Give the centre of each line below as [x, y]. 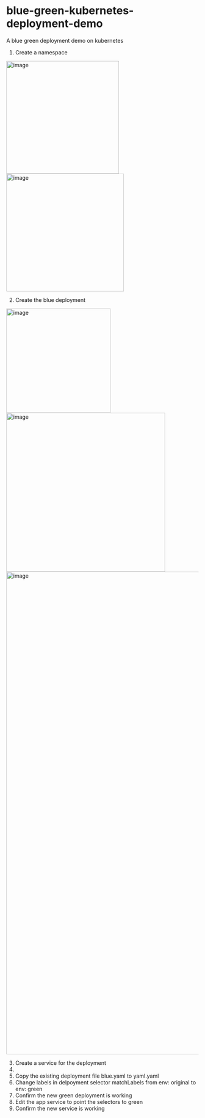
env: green [29, 1089]
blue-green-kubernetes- [70, 11]
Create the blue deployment [50, 300]
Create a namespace [41, 52]
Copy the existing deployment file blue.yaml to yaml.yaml [87, 1076]
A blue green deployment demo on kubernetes [65, 40]
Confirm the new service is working [60, 1108]
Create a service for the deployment [61, 1063]
